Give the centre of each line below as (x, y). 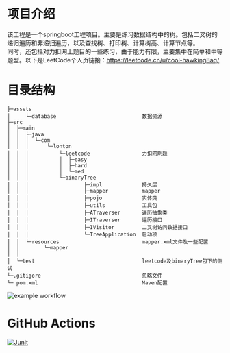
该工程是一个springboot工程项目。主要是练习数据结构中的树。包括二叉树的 (112, 34)
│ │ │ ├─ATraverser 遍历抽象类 (87, 212)
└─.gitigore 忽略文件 (85, 276)
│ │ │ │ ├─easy (47, 159)
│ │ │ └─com (29, 140)
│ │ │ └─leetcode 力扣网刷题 (87, 154)
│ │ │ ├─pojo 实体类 (82, 198)
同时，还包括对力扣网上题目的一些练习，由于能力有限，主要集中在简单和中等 (115, 51)
